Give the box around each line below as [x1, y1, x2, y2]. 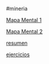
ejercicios [6, 51, 30, 58]
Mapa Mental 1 [6, 17, 42, 23]
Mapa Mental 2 [6, 28, 43, 35]
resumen [6, 40, 28, 46]
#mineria [6, 5, 28, 12]
